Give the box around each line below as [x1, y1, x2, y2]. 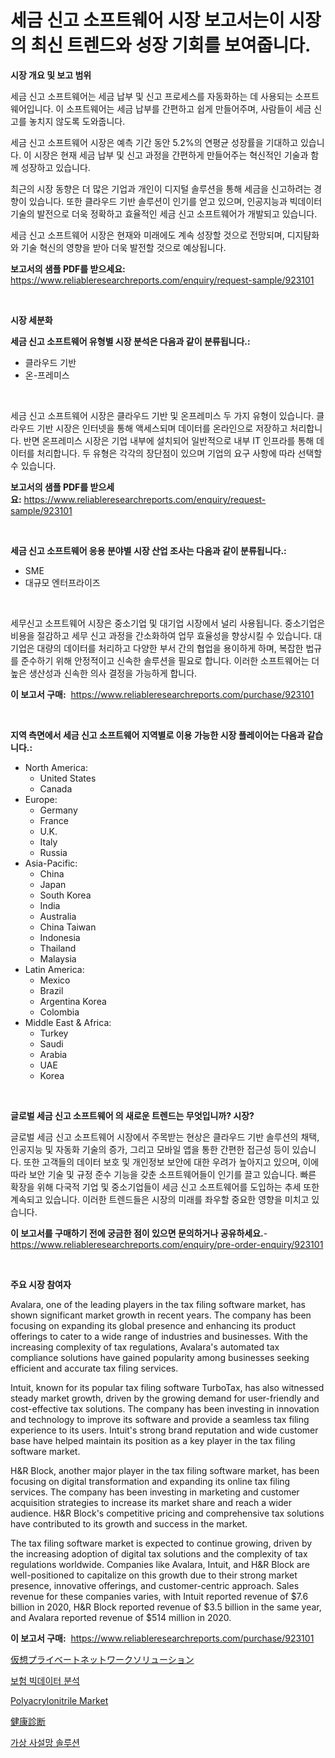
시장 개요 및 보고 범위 [10, 69, 92, 81]
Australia [39, 910, 77, 922]
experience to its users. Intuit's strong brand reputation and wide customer [10, 1424, 319, 1436]
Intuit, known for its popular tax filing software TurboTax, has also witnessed [10, 1381, 325, 1393]
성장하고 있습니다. [20, 161, 91, 173]
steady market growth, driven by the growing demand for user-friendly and [10, 1392, 320, 1404]
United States [39, 772, 97, 784]
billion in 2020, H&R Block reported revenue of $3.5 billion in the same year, [10, 1601, 322, 1613]
